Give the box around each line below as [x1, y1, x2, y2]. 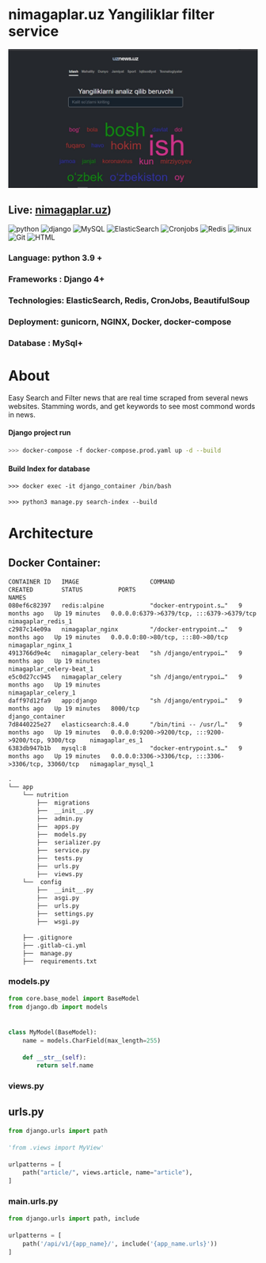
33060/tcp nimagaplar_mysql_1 [47, 760, 154, 768]
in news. [8, 410, 36, 419]
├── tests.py [36, 855, 83, 863]
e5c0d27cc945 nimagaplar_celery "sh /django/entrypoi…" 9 [8, 673, 243, 681]
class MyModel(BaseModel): [8, 1028, 97, 1036]
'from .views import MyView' [8, 1143, 104, 1151]
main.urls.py [8, 1196, 59, 1207]
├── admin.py [36, 815, 83, 823]
